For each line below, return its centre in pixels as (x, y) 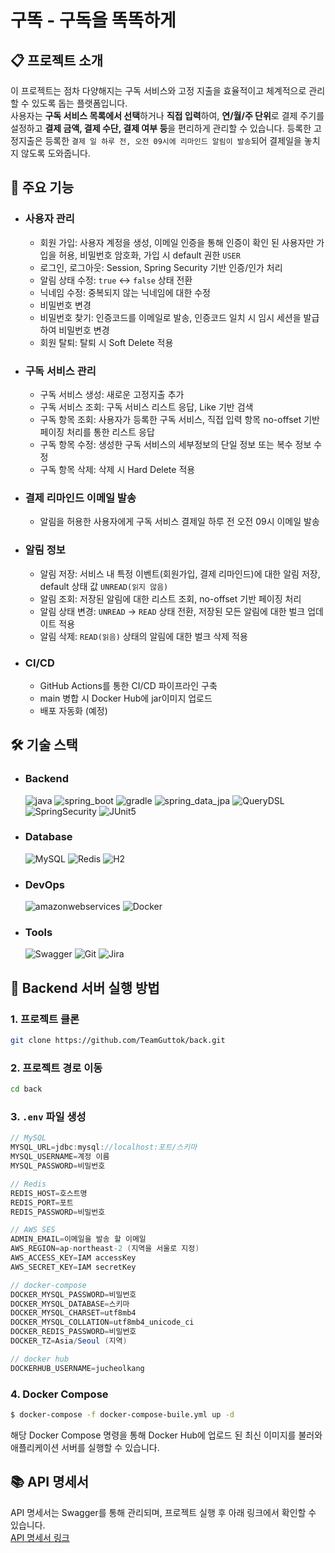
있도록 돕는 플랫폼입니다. (79, 103)
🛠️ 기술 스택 (44, 745)
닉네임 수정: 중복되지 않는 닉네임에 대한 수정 (125, 292)
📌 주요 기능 (42, 187)
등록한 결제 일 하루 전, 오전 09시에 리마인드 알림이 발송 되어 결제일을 (173, 140)
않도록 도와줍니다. (55, 153)
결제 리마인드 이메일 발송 (80, 498)
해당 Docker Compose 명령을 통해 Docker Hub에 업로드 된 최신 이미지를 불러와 (166, 1435)
